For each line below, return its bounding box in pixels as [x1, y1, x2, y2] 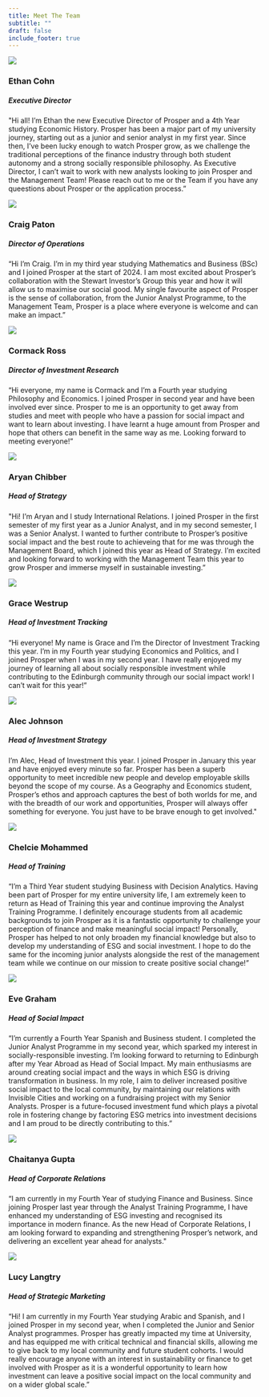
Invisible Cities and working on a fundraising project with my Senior [8, 1093, 231, 1103]
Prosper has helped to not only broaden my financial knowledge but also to [8, 933, 256, 942]
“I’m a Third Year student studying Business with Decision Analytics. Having [8, 881, 259, 891]
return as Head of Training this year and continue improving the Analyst [8, 899, 244, 909]
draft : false [8, 26, 52, 34]
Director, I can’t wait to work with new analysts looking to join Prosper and [8, 167, 252, 176]
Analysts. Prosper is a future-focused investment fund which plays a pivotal [8, 1102, 259, 1112]
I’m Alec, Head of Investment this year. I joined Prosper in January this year [8, 755, 256, 765]
